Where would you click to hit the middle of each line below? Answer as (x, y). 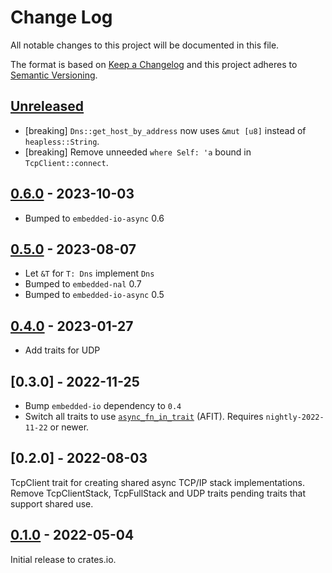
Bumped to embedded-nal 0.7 (83, 284)
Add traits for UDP (62, 350)
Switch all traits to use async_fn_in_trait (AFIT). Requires (144, 416)
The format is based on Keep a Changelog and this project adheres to (154, 64)
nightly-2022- (295, 417)
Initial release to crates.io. (63, 559)
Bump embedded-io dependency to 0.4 (103, 405)
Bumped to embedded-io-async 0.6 (94, 218)
